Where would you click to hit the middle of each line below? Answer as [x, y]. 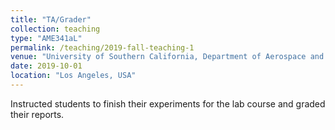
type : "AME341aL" [46, 38]
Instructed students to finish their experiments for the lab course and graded [168, 103]
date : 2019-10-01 [46, 66]
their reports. [37, 114]
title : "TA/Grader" [51, 19]
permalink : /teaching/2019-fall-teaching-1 [102, 47]
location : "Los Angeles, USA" [73, 76]
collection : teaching [55, 29]
